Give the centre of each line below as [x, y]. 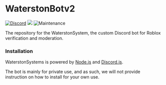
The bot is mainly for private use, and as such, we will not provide [73, 72]
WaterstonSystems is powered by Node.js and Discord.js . [64, 62]
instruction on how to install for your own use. [52, 77]
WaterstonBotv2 [40, 9]
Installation [19, 51]
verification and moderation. [34, 38]
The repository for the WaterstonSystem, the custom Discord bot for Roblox [83, 32]
